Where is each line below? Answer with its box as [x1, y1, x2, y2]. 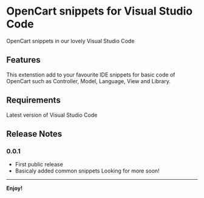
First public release [15, 161, 64, 168]
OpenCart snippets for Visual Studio [6, 4, 193, 18]
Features [6, 55, 41, 65]
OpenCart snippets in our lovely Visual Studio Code [6, 37, 135, 44]
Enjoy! [6, 185, 23, 192]
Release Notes [6, 129, 63, 139]
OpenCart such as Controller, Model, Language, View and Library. [6, 77, 171, 84]
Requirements [6, 95, 61, 106]
